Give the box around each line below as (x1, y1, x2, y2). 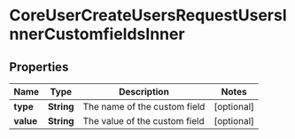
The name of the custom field (82, 101, 206, 112)
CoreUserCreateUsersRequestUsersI (9, 5, 288, 26)
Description (118, 86, 170, 97)
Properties (9, 59, 69, 74)
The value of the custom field (82, 115, 206, 127)
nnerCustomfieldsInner (9, 24, 185, 44)
